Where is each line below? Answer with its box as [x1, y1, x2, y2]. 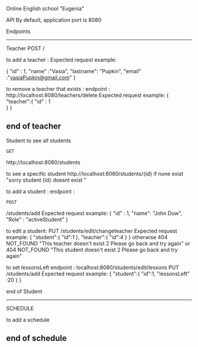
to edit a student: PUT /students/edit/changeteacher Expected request [6, 227, 177, 234]
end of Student [6, 287, 42, 294]
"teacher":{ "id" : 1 [6, 98, 51, 105]
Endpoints [6, 28, 31, 35]
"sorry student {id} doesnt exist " [6, 176, 87, 184]
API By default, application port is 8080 [6, 17, 102, 23]
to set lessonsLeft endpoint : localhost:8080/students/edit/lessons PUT [6, 264, 180, 271]
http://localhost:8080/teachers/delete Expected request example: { [6, 91, 169, 99]
